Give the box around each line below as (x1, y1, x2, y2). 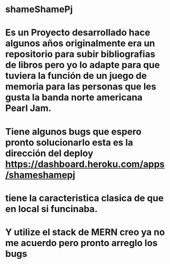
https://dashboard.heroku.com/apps (5, 158, 165, 170)
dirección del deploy (5, 148, 94, 159)
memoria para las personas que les (5, 81, 157, 93)
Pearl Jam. (5, 103, 52, 114)
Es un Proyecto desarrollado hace (5, 27, 151, 39)
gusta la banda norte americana (5, 92, 143, 103)
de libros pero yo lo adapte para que (5, 60, 160, 71)
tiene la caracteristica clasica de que (5, 192, 164, 204)
